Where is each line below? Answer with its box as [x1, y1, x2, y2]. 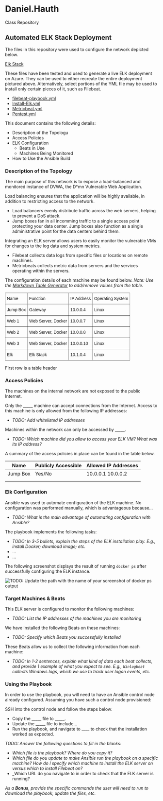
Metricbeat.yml [12, 105, 43, 111]
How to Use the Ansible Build [12, 155, 70, 161]
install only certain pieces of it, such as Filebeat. [5, 86, 101, 92]
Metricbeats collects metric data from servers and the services [12, 263, 138, 269]
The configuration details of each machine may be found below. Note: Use [5, 277, 154, 283]
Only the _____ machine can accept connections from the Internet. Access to [5, 403, 158, 409]
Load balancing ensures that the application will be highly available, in [5, 193, 145, 199]
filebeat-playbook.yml [12, 95, 56, 101]
